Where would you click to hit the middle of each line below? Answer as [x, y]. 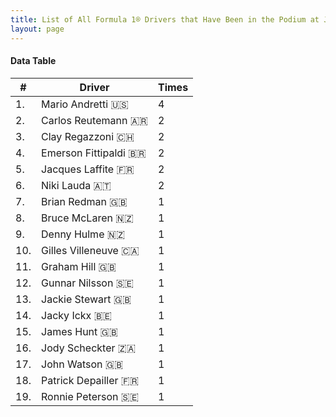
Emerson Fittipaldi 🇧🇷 [94, 153]
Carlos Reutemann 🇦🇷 [94, 120]
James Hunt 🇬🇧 [79, 331]
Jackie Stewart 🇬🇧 [86, 299]
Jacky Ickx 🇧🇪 [76, 315]
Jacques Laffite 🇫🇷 [88, 169]
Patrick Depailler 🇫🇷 [90, 380]
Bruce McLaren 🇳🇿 [87, 218]
